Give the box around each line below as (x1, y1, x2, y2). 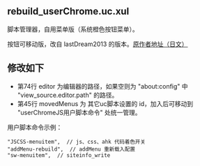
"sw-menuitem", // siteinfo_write (7, 151, 111, 159)
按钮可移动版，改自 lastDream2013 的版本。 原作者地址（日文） (7, 40, 188, 48)
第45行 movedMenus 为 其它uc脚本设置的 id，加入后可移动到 (17, 99, 194, 107)
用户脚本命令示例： (7, 123, 63, 131)
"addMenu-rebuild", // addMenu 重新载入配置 (7, 146, 136, 153)
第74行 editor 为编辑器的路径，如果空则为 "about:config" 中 (17, 82, 188, 90)
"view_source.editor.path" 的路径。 (17, 91, 118, 99)
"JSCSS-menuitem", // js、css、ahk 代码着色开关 (7, 138, 146, 145)
